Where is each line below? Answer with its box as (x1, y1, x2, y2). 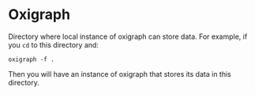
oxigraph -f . (8, 55, 55, 63)
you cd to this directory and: (8, 40, 99, 49)
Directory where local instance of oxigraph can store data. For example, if (8, 32, 248, 41)
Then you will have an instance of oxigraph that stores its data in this (8, 69, 231, 78)
